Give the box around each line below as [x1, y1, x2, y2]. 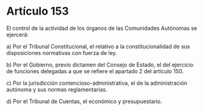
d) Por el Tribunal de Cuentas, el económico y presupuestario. [6, 98, 163, 105]
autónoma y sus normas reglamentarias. [6, 85, 108, 93]
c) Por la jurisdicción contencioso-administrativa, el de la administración [6, 79, 188, 87]
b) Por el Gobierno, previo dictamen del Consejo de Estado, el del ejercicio [6, 61, 194, 68]
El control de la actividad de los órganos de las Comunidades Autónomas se [6, 24, 198, 32]
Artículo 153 [6, 4, 69, 18]
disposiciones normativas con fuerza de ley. [6, 49, 118, 56]
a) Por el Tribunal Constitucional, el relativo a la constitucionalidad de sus [6, 43, 190, 50]
